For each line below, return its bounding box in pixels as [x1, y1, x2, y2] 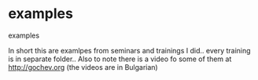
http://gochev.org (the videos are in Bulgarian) [8, 62, 159, 71]
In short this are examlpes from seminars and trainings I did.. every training [8, 45, 251, 55]
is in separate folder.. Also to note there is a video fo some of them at [8, 54, 232, 64]
